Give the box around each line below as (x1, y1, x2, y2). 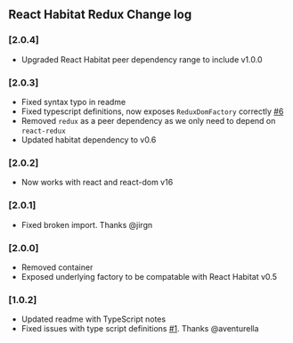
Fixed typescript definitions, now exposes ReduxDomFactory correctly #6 (20, 106, 284, 117)
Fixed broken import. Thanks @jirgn (20, 219, 153, 230)
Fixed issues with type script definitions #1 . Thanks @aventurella (20, 323, 259, 334)
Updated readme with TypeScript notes (20, 314, 167, 324)
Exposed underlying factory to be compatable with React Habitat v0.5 (20, 271, 278, 282)
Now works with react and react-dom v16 (20, 177, 174, 188)
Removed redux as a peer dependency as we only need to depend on (20, 115, 276, 126)
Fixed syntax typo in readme (20, 96, 126, 107)
